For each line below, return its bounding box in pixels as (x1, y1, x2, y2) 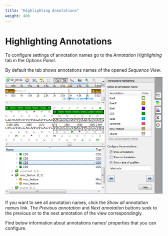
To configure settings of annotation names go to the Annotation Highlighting (5, 52, 162, 58)
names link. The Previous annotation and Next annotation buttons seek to (5, 204, 157, 210)
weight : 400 (5, 13, 30, 19)
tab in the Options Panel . (5, 58, 56, 64)
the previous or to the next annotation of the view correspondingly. (5, 210, 143, 216)
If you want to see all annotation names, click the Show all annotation (5, 199, 148, 205)
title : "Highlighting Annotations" (5, 8, 79, 13)
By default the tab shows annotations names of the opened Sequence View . (5, 67, 161, 73)
